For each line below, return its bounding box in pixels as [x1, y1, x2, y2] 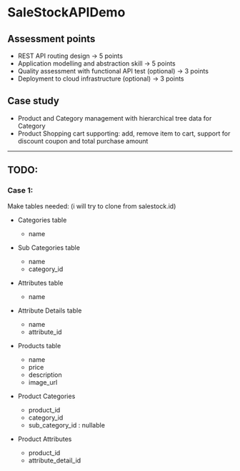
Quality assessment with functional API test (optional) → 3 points [17, 67, 209, 75]
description [28, 370, 62, 379]
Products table [17, 341, 61, 350]
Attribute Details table [17, 306, 82, 315]
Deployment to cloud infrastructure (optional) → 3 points [17, 74, 184, 83]
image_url [28, 378, 58, 386]
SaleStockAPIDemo [7, 4, 126, 21]
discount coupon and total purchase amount [17, 136, 149, 145]
